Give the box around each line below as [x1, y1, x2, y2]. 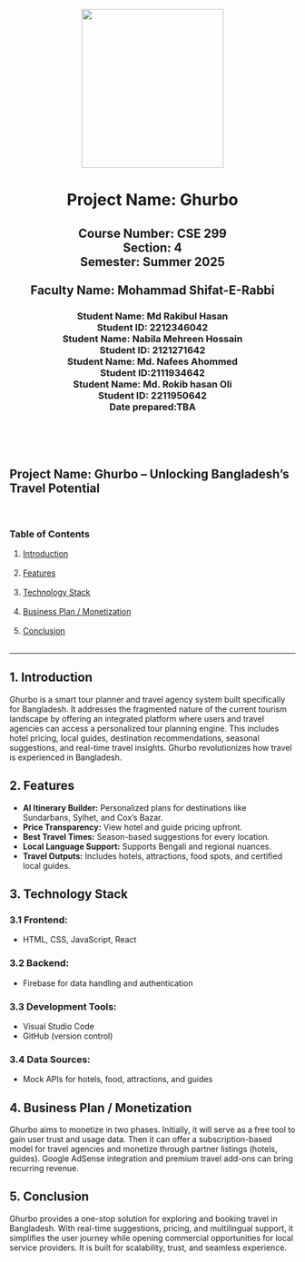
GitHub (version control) [22, 1030, 113, 1041]
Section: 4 [122, 240, 183, 255]
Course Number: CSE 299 [78, 225, 227, 241]
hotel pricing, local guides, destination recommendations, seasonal [9, 732, 261, 744]
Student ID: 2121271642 [99, 343, 206, 356]
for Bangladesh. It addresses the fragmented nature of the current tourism [9, 704, 288, 715]
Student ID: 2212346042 [96, 320, 209, 333]
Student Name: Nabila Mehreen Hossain [62, 332, 243, 345]
